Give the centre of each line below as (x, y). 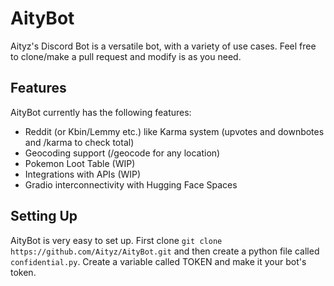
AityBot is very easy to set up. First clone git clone (116, 240)
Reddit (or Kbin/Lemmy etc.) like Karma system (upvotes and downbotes (174, 131)
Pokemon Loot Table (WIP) (80, 163)
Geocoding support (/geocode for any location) (122, 153)
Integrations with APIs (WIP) (83, 174)
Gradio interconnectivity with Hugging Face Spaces (131, 184)
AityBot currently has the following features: (101, 112)
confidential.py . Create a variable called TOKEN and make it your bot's (158, 261)
